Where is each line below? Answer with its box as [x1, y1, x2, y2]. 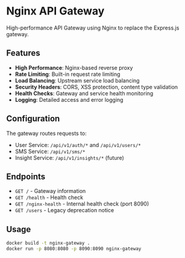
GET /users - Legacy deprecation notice [14, 207, 114, 214]
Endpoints [6, 171, 46, 181]
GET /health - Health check [14, 194, 83, 201]
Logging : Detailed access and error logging [14, 96, 124, 103]
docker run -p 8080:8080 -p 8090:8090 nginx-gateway [6, 246, 142, 252]
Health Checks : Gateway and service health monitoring [14, 89, 154, 97]
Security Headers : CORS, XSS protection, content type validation [14, 83, 178, 90]
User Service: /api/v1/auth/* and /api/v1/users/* [14, 141, 142, 148]
